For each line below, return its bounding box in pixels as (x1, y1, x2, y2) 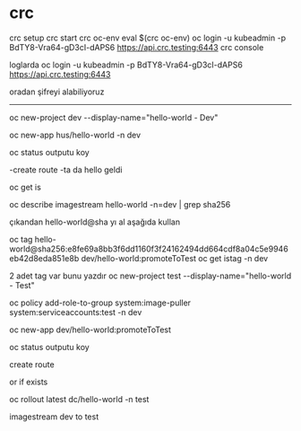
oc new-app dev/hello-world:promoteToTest (9, 324, 172, 335)
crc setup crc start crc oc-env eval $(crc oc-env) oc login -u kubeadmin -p (9, 32, 287, 43)
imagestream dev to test (9, 411, 99, 422)
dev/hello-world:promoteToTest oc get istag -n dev (81, 252, 269, 263)
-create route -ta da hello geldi (9, 164, 123, 175)
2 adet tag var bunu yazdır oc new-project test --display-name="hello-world (9, 270, 292, 281)
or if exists (9, 376, 48, 387)
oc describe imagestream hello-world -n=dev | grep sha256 (9, 198, 231, 209)
